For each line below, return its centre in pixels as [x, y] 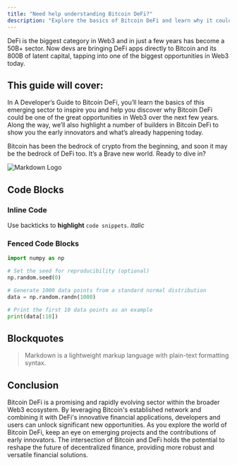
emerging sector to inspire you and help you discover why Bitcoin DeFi [110, 110]
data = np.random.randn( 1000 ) [52, 297]
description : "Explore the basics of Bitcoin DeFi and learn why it [110, 21]
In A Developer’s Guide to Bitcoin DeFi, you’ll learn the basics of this [106, 103]
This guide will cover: [55, 85]
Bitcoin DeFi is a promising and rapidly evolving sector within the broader [114, 402]
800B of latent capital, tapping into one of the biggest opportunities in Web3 [118, 56]
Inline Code [27, 209]
